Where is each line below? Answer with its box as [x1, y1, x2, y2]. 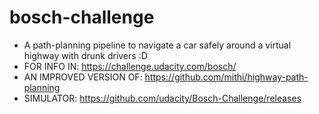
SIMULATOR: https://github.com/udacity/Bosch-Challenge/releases [23, 92, 302, 104]
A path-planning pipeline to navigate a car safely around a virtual [23, 39, 292, 51]
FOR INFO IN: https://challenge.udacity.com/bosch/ [23, 60, 237, 72]
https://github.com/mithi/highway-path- [144, 71, 309, 83]
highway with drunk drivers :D [23, 49, 148, 61]
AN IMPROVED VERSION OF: [23, 71, 143, 83]
